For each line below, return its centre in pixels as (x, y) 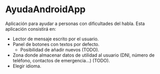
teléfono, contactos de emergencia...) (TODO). (61, 60)
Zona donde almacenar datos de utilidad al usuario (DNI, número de (84, 55)
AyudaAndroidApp (45, 9)
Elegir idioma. (27, 66)
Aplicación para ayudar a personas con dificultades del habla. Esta (75, 23)
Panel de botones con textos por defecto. (56, 44)
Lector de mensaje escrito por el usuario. (56, 39)
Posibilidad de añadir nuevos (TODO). (60, 50)
